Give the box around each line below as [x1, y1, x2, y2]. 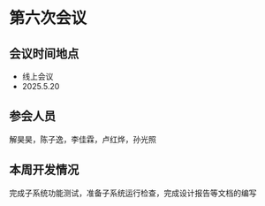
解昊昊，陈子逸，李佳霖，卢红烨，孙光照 [9, 134, 156, 144]
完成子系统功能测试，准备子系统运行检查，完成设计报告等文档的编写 [9, 187, 257, 198]
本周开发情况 [9, 163, 79, 178]
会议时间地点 [9, 46, 79, 61]
